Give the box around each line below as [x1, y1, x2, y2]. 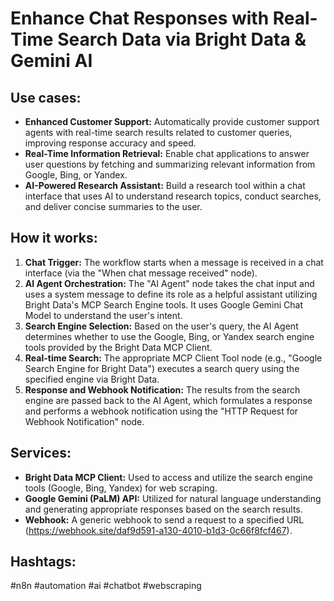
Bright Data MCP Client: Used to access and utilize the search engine [24, 471, 313, 483]
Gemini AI [10, 50, 93, 72]
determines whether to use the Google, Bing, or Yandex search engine [24, 330, 315, 342]
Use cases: [10, 89, 82, 106]
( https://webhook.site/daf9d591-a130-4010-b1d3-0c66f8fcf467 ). [24, 524, 293, 536]
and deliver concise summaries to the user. [24, 201, 203, 212]
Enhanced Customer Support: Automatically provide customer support [24, 116, 320, 127]
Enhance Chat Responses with [10, 7, 270, 30]
